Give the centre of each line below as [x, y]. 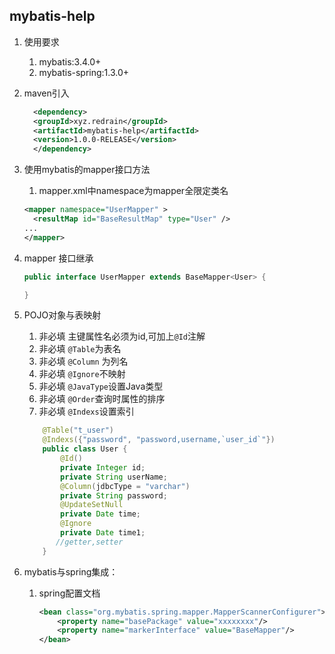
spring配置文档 [69, 593]
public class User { [85, 449]
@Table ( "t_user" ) [78, 430]
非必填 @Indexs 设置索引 [86, 411]
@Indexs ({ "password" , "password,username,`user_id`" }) [159, 440]
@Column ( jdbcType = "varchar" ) [125, 486]
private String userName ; [114, 477]
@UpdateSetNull [92, 505]
